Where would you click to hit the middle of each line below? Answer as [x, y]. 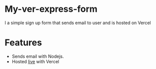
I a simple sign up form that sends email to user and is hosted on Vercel [78, 23]
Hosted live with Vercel [35, 61]
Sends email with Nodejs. [38, 56]
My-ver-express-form [51, 9]
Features [23, 43]
